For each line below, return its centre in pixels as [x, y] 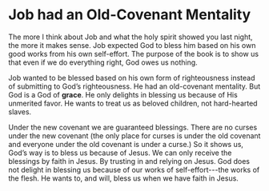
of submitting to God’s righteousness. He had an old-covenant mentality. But [134, 86]
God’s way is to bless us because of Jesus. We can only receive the [120, 153]
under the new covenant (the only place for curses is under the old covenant [134, 135]
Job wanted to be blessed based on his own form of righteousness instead [132, 78]
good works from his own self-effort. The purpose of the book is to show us [133, 54]
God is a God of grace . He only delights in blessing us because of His [123, 94]
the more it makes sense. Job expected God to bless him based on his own [132, 45]
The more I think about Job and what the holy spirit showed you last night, [131, 37]
